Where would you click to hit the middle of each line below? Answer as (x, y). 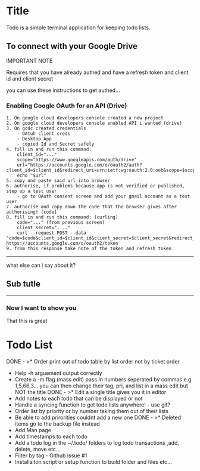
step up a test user (32, 191)
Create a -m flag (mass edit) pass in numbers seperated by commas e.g (103, 380)
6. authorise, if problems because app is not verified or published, (96, 186)
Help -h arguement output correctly (58, 373)
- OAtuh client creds (43, 134)
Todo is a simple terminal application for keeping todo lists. (78, 27)
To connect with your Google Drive (72, 46)
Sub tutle (23, 284)
